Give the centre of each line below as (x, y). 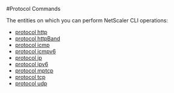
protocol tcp (30, 77)
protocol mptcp (34, 71)
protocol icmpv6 (35, 51)
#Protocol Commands (34, 9)
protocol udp (31, 83)
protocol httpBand (37, 38)
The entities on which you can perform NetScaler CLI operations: (87, 20)
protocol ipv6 (31, 64)
